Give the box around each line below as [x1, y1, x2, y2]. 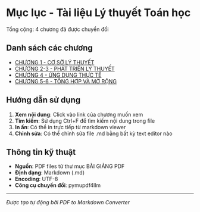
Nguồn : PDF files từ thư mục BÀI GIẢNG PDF [14, 163, 125, 170]
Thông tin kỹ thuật [6, 146, 76, 157]
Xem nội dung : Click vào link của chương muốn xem [14, 111, 143, 118]
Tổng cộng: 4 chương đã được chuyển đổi [6, 26, 109, 33]
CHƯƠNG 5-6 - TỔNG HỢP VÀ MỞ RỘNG [14, 77, 117, 85]
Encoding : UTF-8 [14, 176, 58, 183]
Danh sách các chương [6, 43, 93, 53]
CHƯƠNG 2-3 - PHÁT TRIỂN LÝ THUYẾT [14, 65, 115, 72]
